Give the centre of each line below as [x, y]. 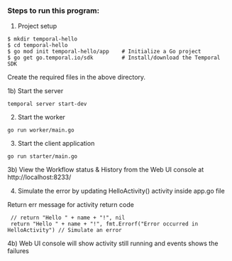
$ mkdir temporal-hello [43, 39]
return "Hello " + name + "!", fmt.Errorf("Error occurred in [104, 224]
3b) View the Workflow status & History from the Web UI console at [106, 170]
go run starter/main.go [43, 156]
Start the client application [56, 144]
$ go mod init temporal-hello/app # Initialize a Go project [104, 52]
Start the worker [42, 117]
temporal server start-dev [47, 104]
